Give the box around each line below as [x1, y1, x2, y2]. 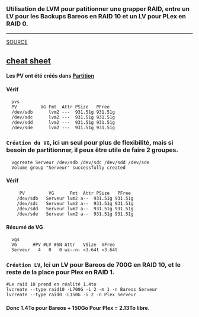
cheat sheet [6, 56, 52, 66]
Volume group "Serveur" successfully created [11, 165, 126, 171]
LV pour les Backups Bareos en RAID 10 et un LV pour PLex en [6, 12, 187, 20]
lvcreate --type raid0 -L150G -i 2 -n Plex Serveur [6, 292, 136, 298]
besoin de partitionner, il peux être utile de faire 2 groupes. [6, 146, 179, 154]
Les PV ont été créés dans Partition [6, 72, 95, 79]
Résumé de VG [6, 223, 43, 230]
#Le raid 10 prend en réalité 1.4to [6, 281, 97, 287]
